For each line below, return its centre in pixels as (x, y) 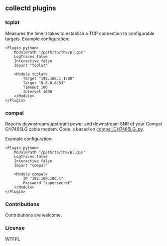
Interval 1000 (38, 91)
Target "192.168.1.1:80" (49, 78)
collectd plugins (31, 8)
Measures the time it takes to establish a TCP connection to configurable (80, 33)
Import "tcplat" (31, 65)
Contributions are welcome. (34, 215)
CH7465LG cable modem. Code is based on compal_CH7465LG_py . (75, 129)
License (15, 228)
